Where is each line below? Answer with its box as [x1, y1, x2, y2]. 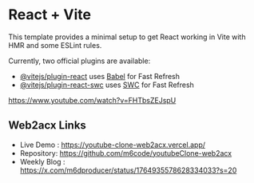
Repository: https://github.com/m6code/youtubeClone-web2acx [19, 148, 232, 157]
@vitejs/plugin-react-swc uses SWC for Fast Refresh [19, 80, 194, 90]
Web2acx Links [8, 118, 86, 133]
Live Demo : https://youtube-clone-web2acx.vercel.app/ [19, 140, 206, 149]
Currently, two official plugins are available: [8, 56, 151, 66]
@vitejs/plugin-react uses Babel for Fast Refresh [19, 71, 181, 81]
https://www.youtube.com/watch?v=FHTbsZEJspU [8, 95, 177, 105]
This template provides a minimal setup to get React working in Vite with [8, 32, 246, 42]
